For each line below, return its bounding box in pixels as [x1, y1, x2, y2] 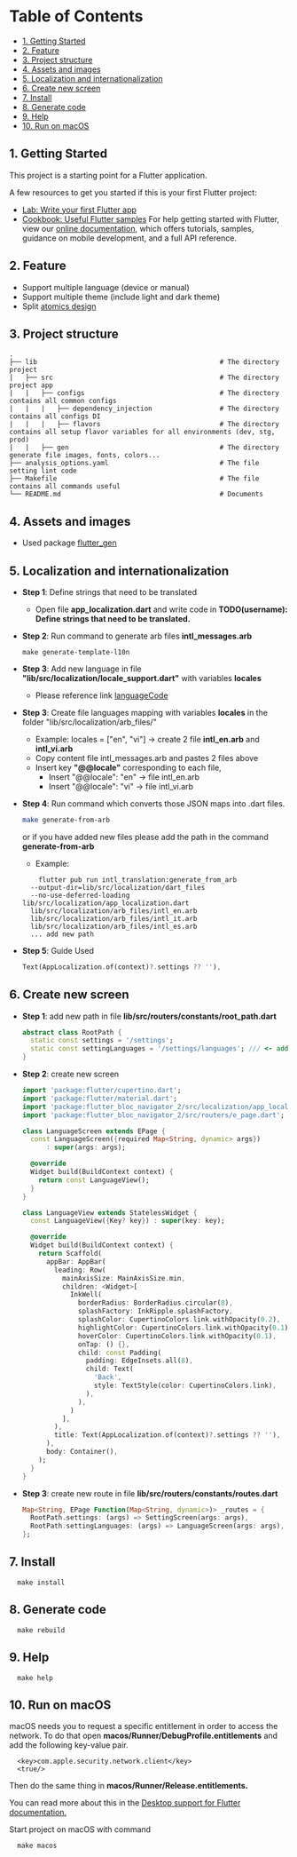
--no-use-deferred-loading [30, 891, 130, 900]
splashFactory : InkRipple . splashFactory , [78, 1307, 233, 1316]
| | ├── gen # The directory [9, 443, 279, 452]
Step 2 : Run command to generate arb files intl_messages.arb [21, 631, 253, 641]
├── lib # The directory [9, 358, 279, 367]
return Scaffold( [38, 1250, 102, 1258]
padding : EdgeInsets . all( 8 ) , [85, 1356, 193, 1365]
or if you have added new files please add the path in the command [21, 831, 269, 842]
